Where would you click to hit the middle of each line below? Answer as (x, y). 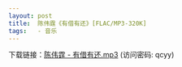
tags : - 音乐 (33, 31)
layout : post (30, 16)
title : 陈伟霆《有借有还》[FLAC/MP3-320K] (78, 23)
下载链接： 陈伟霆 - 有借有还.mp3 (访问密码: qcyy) (91, 55)
